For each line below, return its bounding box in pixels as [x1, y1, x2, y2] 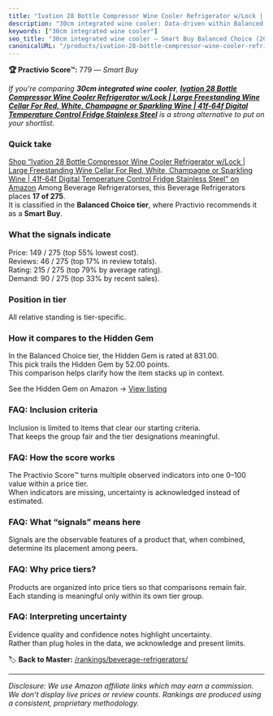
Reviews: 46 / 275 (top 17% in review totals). [8, 256, 158, 266]
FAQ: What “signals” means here [8, 516, 141, 527]
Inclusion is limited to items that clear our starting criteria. [8, 423, 201, 432]
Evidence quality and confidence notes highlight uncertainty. [8, 629, 212, 639]
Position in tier [8, 293, 67, 305]
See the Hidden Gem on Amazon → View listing [8, 384, 167, 394]
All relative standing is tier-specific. [8, 312, 127, 322]
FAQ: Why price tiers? [8, 564, 97, 575]
